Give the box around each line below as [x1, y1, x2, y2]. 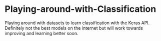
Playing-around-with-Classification [4, 3, 156, 15]
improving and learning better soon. [4, 30, 78, 36]
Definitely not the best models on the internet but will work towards [4, 25, 143, 31]
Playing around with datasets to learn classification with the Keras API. [4, 20, 150, 26]
